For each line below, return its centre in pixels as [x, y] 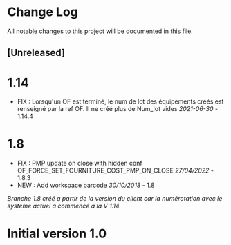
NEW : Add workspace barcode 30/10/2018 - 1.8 [86, 185]
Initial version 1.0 [57, 234]
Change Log [43, 12]
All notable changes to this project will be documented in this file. [100, 31]
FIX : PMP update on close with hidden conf [80, 164]
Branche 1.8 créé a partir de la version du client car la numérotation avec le [115, 199]
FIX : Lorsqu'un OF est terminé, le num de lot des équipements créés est [120, 101]
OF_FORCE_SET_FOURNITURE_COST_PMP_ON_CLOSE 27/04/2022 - [115, 170]
